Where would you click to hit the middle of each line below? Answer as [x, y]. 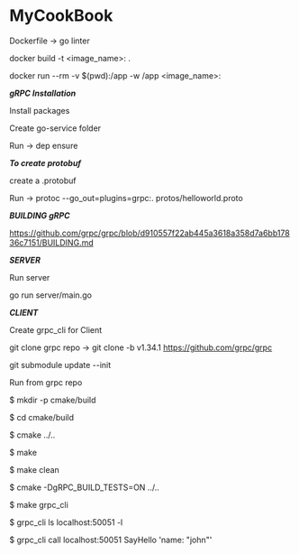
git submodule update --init [60, 365]
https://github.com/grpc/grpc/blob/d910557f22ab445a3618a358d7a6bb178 [149, 233]
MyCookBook [61, 16]
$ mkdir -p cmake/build [53, 400]
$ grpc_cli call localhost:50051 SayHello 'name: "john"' [111, 540]
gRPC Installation [43, 93]
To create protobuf [45, 162]
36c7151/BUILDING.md [51, 242]
